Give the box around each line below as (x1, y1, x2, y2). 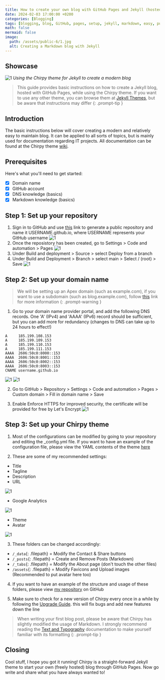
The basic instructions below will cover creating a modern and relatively (5, 127, 151, 133)
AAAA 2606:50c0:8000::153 (5, 350, 60, 356)
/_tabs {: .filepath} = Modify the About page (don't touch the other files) (12, 561, 157, 567)
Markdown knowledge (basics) (12, 197, 75, 203)
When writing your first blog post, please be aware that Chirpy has (17, 616, 152, 621)
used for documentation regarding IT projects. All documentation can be (5, 138, 151, 144)
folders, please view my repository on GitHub (12, 586, 104, 592)
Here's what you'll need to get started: (5, 171, 83, 177)
